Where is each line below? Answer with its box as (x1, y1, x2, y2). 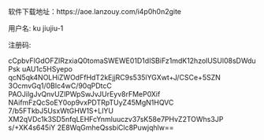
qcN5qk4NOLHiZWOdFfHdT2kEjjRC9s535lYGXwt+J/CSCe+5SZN (8, 73, 221, 82)
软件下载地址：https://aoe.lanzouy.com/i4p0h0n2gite (8, 7, 182, 16)
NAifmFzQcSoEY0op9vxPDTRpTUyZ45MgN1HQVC (8, 98, 174, 107)
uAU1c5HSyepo (21, 64, 73, 73)
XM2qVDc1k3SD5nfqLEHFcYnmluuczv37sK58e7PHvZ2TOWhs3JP (8, 115, 224, 123)
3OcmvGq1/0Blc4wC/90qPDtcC (8, 81, 112, 90)
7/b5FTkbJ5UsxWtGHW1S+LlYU (8, 106, 114, 116)
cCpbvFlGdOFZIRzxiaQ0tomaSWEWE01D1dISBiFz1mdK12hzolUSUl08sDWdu (8, 56, 256, 65)
